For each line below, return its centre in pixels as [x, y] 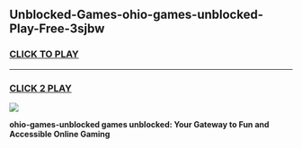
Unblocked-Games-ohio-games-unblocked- [136, 15]
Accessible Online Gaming [60, 134]
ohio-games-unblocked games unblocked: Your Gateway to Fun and [139, 124]
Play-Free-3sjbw [57, 29]
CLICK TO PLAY [44, 55]
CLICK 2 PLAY [40, 88]
